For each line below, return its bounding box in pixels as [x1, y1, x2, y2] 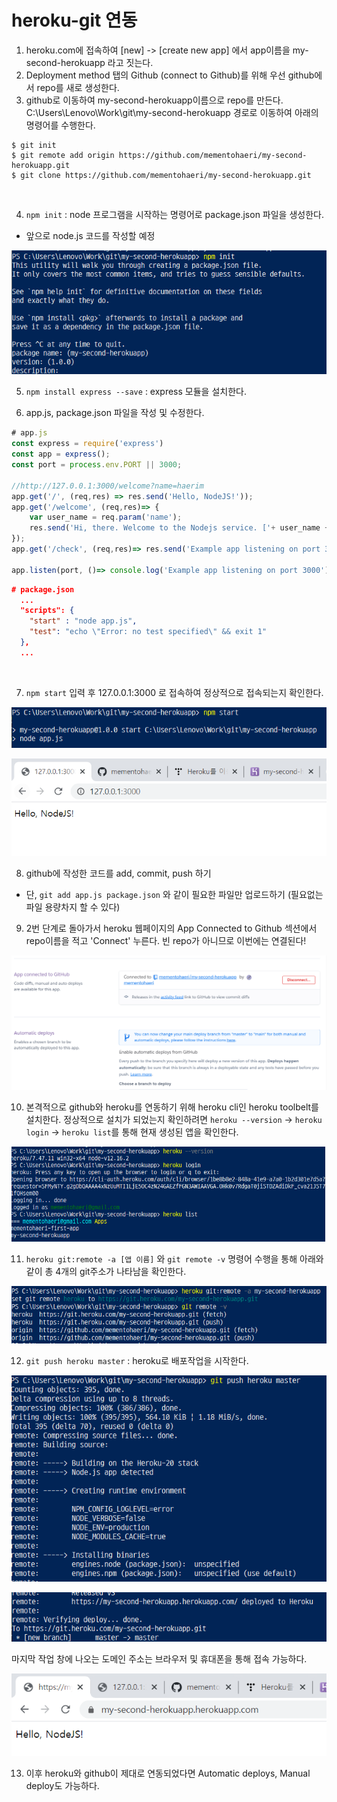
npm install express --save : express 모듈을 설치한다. [25, 386, 247, 398]
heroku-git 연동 [11, 9, 138, 32]
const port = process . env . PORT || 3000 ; [11, 460, 183, 470]
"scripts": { [20, 606, 75, 616]
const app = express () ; [11, 449, 111, 460]
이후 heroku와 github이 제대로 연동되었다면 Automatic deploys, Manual [25, 1767, 311, 1780]
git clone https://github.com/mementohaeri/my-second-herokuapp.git [20, 170, 312, 180]
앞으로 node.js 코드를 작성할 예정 [25, 229, 156, 241]
